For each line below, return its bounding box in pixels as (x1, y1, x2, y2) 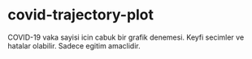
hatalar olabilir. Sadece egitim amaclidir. (7, 40, 141, 50)
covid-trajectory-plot (7, 6, 154, 24)
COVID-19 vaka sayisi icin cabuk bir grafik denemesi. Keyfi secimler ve (7, 32, 245, 42)
